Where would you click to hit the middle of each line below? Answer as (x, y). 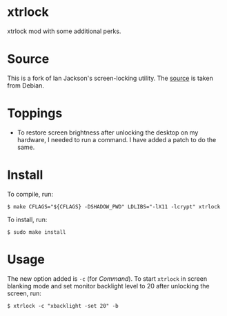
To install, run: (27, 219)
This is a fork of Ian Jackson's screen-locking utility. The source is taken (110, 78)
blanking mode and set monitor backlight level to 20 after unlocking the (108, 286)
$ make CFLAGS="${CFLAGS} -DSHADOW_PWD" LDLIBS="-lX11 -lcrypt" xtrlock (114, 207)
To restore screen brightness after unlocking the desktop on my (108, 132)
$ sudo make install (37, 232)
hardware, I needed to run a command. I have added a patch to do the (117, 139)
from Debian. (26, 85)
